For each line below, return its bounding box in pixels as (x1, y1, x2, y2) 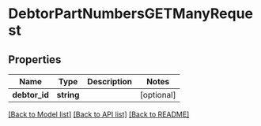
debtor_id (12, 90, 50, 100)
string (56, 90, 80, 100)
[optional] (139, 90, 176, 100)
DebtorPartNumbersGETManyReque (8, 5, 254, 23)
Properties (8, 53, 62, 66)
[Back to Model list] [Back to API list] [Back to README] (8, 109, 190, 119)
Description (86, 76, 133, 87)
